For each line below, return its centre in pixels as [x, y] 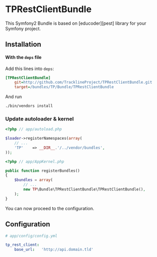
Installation [23, 45]
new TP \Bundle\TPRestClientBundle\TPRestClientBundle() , [84, 189]
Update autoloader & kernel [40, 118]
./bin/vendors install [29, 106]
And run [14, 97]
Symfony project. [23, 28]
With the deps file [23, 57]
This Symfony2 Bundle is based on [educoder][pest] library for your [76, 23]
